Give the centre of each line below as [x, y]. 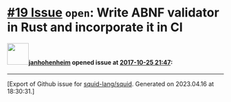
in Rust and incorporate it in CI [95, 27]
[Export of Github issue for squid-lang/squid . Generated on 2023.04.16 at [111, 84]
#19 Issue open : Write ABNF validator [113, 13]
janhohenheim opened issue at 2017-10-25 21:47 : [101, 62]
